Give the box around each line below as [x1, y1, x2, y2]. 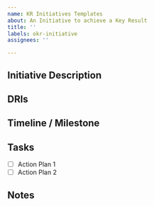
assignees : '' [7, 37, 50, 44]
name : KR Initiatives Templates [7, 10, 103, 18]
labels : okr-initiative [7, 30, 78, 38]
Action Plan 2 [17, 168, 57, 177]
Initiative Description [7, 69, 102, 81]
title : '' [7, 23, 37, 30]
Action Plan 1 [17, 160, 56, 168]
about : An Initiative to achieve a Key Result [7, 17, 148, 24]
